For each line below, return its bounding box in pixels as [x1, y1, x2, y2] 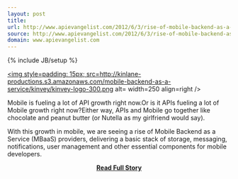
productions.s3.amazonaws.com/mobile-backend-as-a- [7, 77, 171, 86]
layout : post [7, 10, 46, 18]
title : [7, 17, 27, 24]
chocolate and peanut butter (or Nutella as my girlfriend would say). [7, 114, 205, 122]
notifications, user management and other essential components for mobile [7, 142, 227, 151]
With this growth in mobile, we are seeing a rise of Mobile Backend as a [7, 127, 216, 136]
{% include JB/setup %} [7, 56, 78, 64]
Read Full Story [96, 163, 142, 172]
